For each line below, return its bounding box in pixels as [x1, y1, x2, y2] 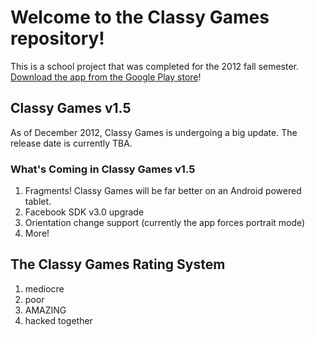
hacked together [24, 314, 93, 326]
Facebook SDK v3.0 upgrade [24, 206, 145, 218]
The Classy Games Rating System [10, 256, 226, 273]
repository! [10, 27, 105, 50]
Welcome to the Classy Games [10, 6, 270, 29]
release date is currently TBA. [10, 137, 133, 149]
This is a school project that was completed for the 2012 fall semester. [10, 60, 300, 72]
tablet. [24, 196, 52, 208]
